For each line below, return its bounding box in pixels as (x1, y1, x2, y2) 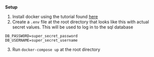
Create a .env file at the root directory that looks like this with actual (12, 19, 150, 25)
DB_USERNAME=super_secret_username (5, 38, 78, 43)
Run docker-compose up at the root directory (12, 47, 101, 52)
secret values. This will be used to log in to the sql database (12, 24, 133, 30)
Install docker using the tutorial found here (12, 14, 98, 19)
